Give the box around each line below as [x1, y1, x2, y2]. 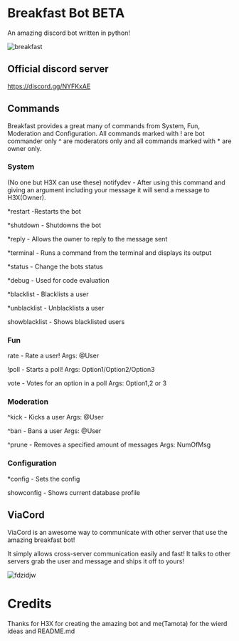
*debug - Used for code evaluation [7, 276, 110, 284]
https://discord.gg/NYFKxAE [7, 82, 91, 90]
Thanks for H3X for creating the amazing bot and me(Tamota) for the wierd [7, 619, 228, 627]
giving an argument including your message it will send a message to [7, 185, 210, 194]
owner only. [7, 144, 42, 152]
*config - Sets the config [7, 474, 80, 483]
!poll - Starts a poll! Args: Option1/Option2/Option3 [7, 365, 155, 374]
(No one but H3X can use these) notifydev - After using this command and [7, 178, 225, 187]
